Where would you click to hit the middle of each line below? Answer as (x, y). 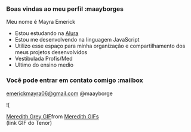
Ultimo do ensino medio (44, 65)
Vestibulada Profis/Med (44, 59)
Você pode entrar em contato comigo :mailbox (75, 80)
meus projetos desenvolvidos (51, 52)
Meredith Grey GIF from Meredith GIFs (53, 116)
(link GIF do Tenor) (29, 122)
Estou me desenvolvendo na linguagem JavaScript (77, 40)
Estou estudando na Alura (47, 33)
